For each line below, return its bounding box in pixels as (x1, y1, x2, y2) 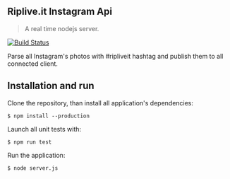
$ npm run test (7, 138, 52, 146)
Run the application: (7, 151, 66, 159)
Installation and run (7, 80, 95, 92)
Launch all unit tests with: (7, 125, 82, 133)
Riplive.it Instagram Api (7, 6, 113, 18)
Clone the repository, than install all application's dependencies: (7, 98, 194, 107)
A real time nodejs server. (24, 24, 99, 33)
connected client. (7, 59, 59, 68)
